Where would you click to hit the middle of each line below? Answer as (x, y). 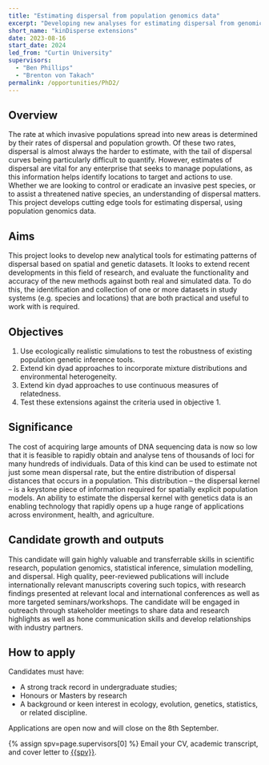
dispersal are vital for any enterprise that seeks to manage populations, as (130, 168)
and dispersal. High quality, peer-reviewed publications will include (119, 576)
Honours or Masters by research (74, 696)
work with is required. (44, 307)
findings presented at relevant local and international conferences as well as (134, 593)
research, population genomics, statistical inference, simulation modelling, (131, 568)
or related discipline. (54, 713)
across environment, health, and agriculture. (81, 514)
